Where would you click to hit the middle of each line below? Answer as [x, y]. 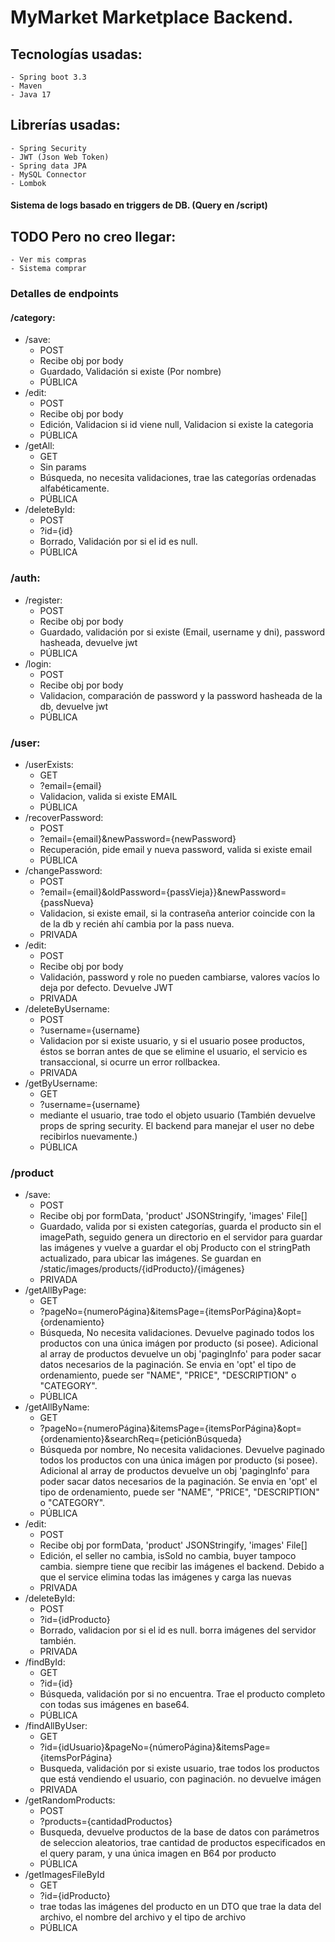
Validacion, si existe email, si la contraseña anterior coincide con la [177, 913]
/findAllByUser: [56, 1726]
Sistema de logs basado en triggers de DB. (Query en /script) [139, 205]
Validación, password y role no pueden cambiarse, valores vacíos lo [179, 977]
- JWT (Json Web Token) [60, 157]
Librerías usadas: [65, 125]
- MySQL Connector [48, 174]
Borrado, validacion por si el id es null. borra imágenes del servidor [178, 1630]
